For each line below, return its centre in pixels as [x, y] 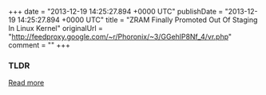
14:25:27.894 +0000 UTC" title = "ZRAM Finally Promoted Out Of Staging [137, 20]
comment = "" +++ [39, 45]
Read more [26, 83]
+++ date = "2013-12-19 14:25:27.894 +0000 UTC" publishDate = [116, 11]
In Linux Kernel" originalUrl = [56, 28]
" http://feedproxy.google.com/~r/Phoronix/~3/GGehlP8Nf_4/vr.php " [120, 36]
